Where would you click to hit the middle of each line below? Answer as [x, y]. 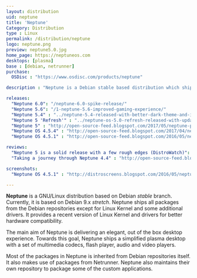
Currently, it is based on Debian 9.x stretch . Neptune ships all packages [92, 202]
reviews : [17, 148]
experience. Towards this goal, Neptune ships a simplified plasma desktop [96, 239]
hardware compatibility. [35, 221]
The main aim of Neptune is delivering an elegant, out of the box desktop [94, 232]
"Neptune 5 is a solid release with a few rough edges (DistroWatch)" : [101, 153]
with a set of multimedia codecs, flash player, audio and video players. [91, 245]
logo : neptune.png [28, 45]
